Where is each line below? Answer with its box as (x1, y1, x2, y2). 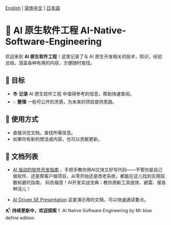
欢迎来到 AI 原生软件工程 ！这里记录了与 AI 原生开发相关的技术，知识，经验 (5, 53, 162, 59)
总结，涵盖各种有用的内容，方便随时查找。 (5, 60, 95, 66)
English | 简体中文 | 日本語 (5, 5, 60, 11)
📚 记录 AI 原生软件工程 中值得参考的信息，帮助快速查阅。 (12, 90, 134, 96)
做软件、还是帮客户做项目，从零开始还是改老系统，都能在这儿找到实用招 (12, 173, 165, 179)
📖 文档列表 (5, 152, 38, 161)
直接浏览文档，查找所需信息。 (12, 130, 76, 136)
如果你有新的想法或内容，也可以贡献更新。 (12, 136, 103, 142)
